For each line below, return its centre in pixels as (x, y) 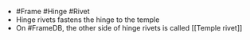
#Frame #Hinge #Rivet (53, 11)
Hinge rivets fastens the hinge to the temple (88, 20)
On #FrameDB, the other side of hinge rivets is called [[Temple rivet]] (129, 28)
